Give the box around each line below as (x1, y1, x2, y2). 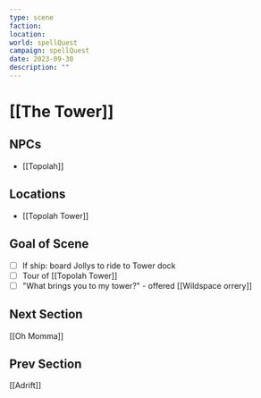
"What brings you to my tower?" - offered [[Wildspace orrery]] (21, 280, 253, 291)
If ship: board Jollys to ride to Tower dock (21, 260, 176, 271)
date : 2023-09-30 (9, 55, 74, 64)
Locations (9, 187, 66, 202)
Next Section (9, 307, 83, 322)
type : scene (9, 13, 54, 22)
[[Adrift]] (9, 380, 42, 391)
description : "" (9, 64, 70, 72)
